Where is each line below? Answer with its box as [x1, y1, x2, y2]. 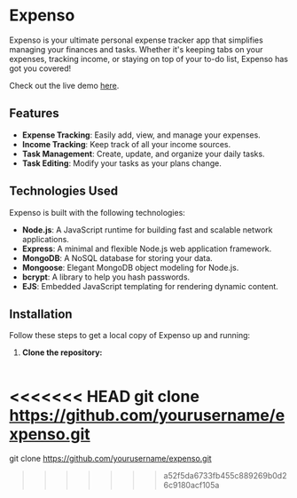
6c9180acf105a [163, 480, 220, 491]
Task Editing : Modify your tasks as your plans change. [21, 157, 222, 169]
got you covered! [9, 63, 72, 74]
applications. [21, 233, 69, 244]
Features [9, 106, 59, 121]
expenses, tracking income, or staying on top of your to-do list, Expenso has [9, 53, 288, 64]
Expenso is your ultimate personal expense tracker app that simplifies [9, 35, 263, 45]
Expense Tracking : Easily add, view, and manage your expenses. [21, 130, 262, 140]
